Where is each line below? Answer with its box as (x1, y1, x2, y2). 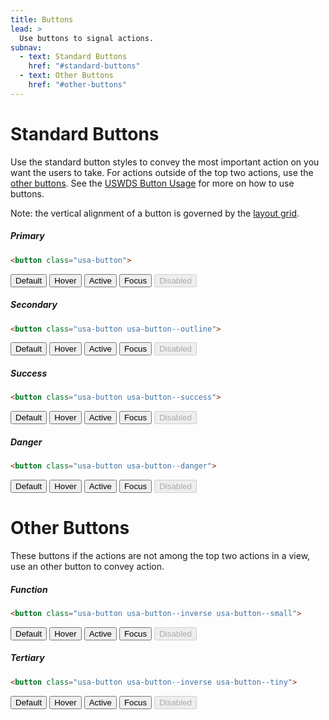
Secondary (10, 299, 58, 311)
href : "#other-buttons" (28, 80, 128, 90)
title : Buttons (10, 14, 74, 25)
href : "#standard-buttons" (28, 61, 141, 71)
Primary (10, 230, 45, 242)
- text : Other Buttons (19, 71, 114, 81)
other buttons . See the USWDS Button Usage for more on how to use (10, 177, 295, 189)
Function (10, 583, 48, 595)
